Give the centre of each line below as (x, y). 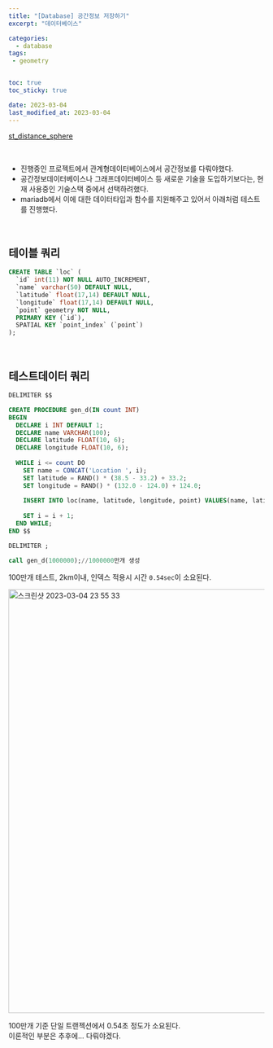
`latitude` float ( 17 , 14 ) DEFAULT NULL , (83, 295)
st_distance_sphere (41, 136)
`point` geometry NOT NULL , (63, 310)
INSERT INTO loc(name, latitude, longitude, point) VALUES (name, (136, 501)
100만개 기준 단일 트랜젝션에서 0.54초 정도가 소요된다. (95, 1025)
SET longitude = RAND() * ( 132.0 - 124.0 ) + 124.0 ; (112, 485)
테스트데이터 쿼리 (49, 376)
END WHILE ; (34, 524)
